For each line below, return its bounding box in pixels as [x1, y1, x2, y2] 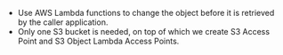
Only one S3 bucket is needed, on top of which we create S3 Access [17, 27, 270, 36]
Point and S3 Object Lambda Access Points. [17, 35, 180, 46]
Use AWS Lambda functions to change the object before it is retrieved [17, 8, 275, 18]
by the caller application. [17, 17, 109, 27]
